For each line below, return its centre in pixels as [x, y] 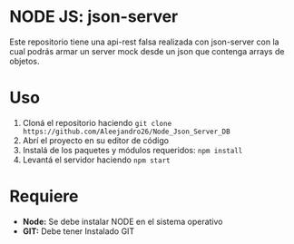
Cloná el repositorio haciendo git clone [97, 122]
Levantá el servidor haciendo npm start [96, 160]
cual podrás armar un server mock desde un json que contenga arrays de [147, 51]
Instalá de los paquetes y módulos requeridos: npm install [132, 150]
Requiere [44, 196]
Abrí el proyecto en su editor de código [96, 140]
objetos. [24, 61]
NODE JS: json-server [94, 17]
